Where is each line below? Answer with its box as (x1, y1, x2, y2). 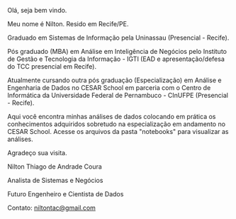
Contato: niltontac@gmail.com (7, 203, 96, 212)
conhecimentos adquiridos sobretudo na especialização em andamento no (7, 120, 225, 128)
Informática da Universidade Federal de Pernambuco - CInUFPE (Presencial (7, 91, 229, 99)
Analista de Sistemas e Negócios (7, 176, 103, 184)
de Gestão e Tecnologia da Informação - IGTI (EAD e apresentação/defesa (7, 55, 225, 63)
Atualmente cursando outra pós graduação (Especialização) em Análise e (7, 76, 222, 84)
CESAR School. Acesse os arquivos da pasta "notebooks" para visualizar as (7, 128, 229, 135)
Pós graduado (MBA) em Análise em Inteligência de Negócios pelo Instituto (7, 47, 227, 55)
